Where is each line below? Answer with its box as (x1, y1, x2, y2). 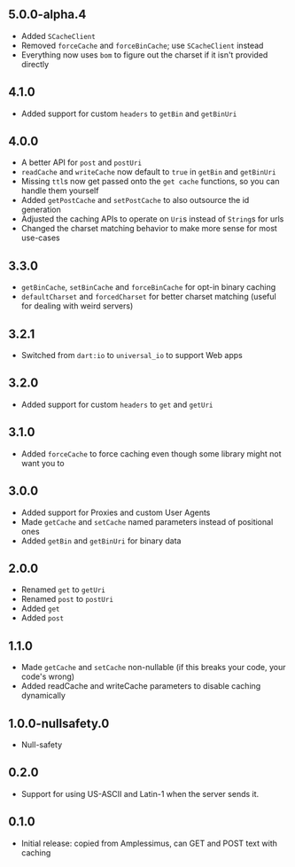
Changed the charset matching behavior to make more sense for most (20, 223, 278, 234)
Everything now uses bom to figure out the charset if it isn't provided (20, 49, 268, 60)
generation (20, 204, 61, 215)
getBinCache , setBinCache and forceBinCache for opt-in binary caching (20, 282, 276, 293)
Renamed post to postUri (20, 594, 114, 605)
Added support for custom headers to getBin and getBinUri (20, 108, 237, 119)
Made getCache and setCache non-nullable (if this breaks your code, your (20, 662, 286, 673)
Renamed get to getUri (20, 584, 105, 595)
